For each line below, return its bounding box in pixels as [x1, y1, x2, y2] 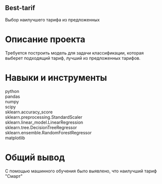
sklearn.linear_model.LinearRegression [5, 119, 83, 125]
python [5, 88, 20, 94]
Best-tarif [5, 4, 36, 12]
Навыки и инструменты [5, 72, 107, 83]
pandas [5, 93, 20, 99]
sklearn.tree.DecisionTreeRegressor [5, 124, 77, 130]
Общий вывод [5, 152, 65, 163]
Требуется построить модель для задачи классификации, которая [5, 50, 144, 55]
